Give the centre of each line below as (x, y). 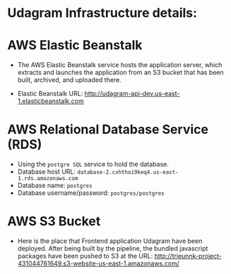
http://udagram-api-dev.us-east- (132, 94)
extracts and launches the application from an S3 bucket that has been (120, 73)
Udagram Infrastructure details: (102, 13)
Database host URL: (47, 172)
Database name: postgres (55, 186)
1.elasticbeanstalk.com (51, 101)
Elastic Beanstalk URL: (50, 94)
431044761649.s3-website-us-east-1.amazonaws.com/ (99, 263)
